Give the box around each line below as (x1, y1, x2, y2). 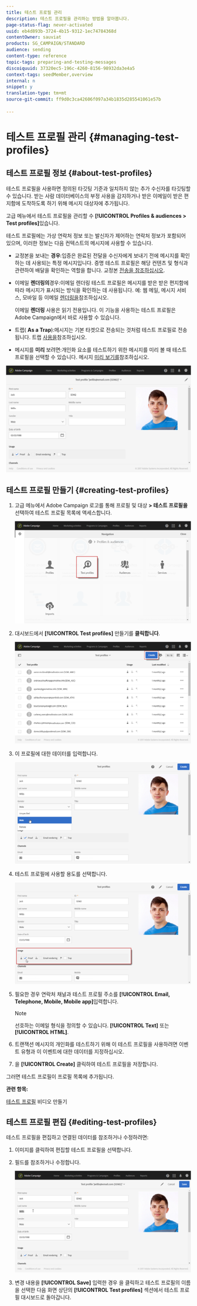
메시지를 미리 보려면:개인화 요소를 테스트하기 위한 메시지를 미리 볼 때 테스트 (14, 346, 187, 353)
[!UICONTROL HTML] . (14, 1029, 69, 1036)
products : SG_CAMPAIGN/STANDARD (6, 41, 85, 46)
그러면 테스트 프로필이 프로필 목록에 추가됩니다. (6, 1073, 114, 1080)
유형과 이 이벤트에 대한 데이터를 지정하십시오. (21, 1048, 124, 1055)
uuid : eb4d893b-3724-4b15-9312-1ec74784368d (6, 28, 117, 34)
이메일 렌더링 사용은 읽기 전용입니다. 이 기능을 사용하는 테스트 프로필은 (14, 306, 176, 313)
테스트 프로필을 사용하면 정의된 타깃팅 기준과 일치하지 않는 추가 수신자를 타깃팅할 (6, 185, 191, 192)
